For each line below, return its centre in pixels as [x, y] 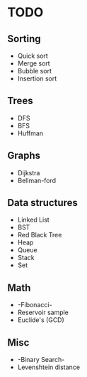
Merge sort [34, 63]
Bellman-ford [37, 180]
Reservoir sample [43, 313]
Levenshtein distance [48, 367]
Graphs [24, 156]
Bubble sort [34, 71]
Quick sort [33, 56]
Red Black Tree [40, 235]
